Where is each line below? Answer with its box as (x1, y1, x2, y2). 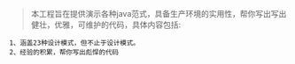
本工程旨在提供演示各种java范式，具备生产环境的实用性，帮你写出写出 (30, 9, 287, 18)
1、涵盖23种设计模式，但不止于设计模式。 (9, 39, 140, 47)
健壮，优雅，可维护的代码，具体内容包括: (30, 19, 182, 30)
